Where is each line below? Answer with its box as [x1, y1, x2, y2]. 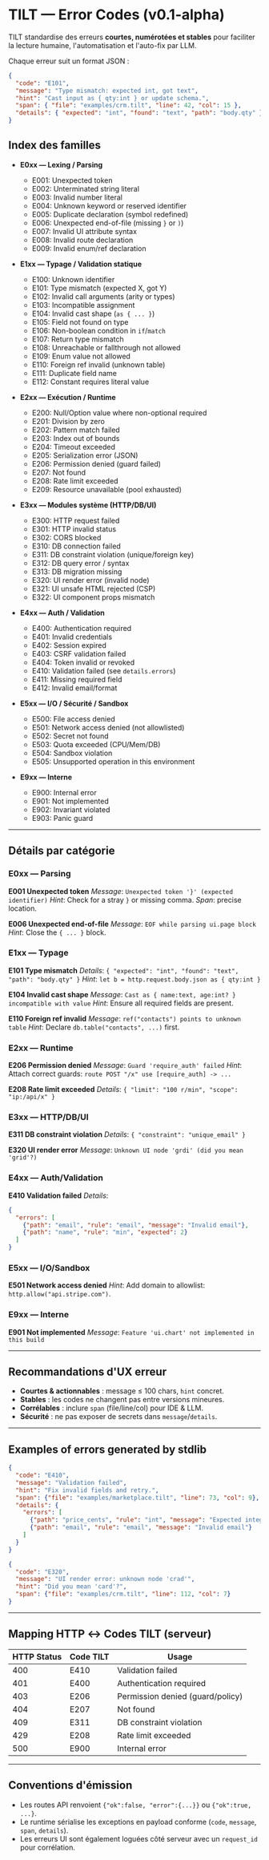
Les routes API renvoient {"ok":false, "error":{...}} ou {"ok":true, [19, 1800, 252, 1809]
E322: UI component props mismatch [31, 592, 155, 602]
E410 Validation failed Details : [8, 1191, 109, 1200]
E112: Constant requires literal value [31, 377, 150, 386]
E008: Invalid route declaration [31, 235, 134, 245]
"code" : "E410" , [15, 1471, 70, 1480]
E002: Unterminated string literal [31, 184, 140, 193]
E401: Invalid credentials [31, 632, 113, 641]
